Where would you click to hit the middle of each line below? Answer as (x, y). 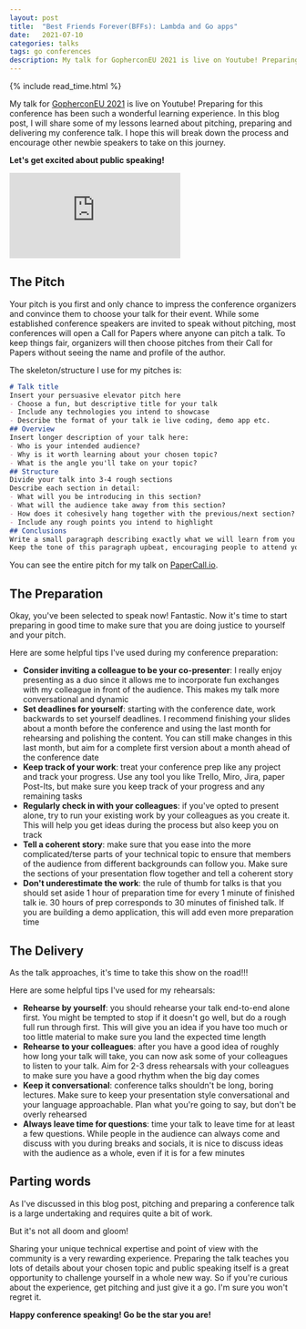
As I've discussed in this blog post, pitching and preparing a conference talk (152, 1203)
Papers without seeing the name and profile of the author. (117, 353)
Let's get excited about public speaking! (87, 160)
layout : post (34, 18)
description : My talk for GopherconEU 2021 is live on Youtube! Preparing (154, 60)
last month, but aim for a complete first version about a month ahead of (156, 748)
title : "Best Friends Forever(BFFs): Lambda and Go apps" (124, 26)
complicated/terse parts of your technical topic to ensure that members (157, 854)
